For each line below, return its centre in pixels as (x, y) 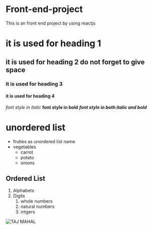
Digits (19, 196)
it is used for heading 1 (53, 43)
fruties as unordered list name (44, 141)
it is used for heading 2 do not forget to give (75, 62)
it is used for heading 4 (30, 96)
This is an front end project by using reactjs (51, 23)
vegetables (25, 147)
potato (27, 157)
